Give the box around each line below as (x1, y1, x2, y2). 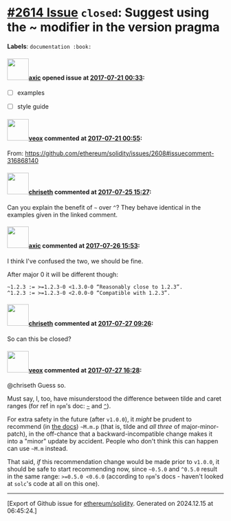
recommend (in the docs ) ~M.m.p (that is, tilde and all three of (7, 423, 180, 431)
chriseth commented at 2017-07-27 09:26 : (28, 320, 153, 328)
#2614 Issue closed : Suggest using (7, 5, 210, 21)
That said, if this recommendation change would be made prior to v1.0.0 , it (7, 458, 220, 466)
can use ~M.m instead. (7, 445, 68, 453)
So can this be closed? (7, 335, 71, 343)
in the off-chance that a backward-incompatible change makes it (28, 430, 213, 438)
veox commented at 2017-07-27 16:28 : (28, 366, 142, 374)
